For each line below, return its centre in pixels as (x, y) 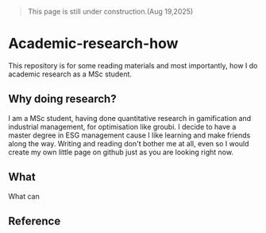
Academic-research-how (93, 44)
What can (24, 196)
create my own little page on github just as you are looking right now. (121, 152)
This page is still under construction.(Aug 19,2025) (110, 12)
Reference (35, 221)
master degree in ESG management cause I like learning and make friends (129, 135)
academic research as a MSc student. (70, 74)
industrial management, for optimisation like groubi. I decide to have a (122, 126)
